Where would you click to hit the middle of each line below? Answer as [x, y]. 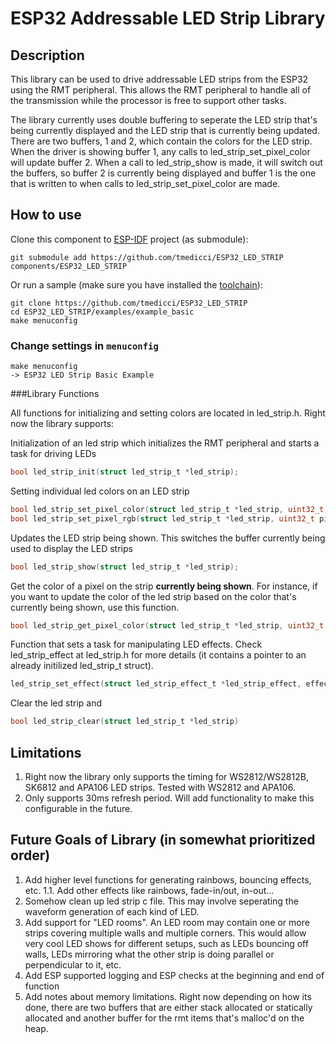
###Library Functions [55, 394]
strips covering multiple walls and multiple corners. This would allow [165, 933]
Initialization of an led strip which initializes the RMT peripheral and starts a [165, 443]
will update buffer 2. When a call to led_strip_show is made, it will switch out [166, 162]
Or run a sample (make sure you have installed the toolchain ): [136, 284]
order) [30, 855]
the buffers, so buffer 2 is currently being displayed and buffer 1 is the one [163, 173]
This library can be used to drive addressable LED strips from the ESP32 [159, 79]
